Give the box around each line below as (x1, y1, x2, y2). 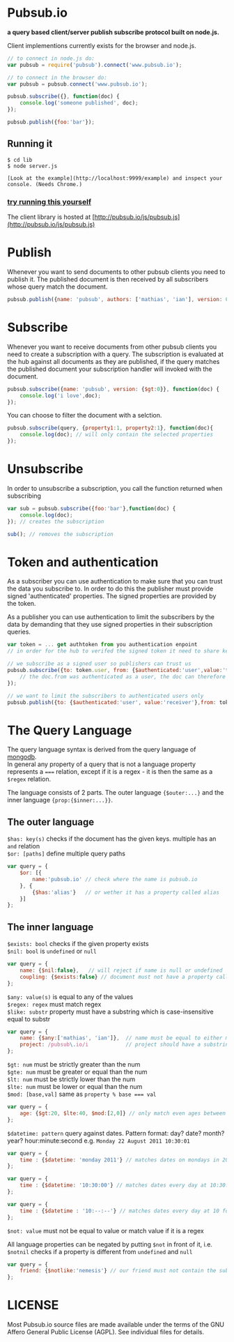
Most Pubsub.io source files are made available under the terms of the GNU (7, 1320, 225, 1329)
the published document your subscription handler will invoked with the (7, 365, 212, 373)
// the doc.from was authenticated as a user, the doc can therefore (19, 673, 226, 680)
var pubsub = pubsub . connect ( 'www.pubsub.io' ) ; (7, 80, 148, 88)
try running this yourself (7, 197, 92, 206)
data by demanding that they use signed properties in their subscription (7, 620, 213, 629)
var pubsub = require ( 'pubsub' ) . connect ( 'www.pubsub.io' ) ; (7, 61, 182, 68)
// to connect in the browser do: (7, 74, 108, 81)
